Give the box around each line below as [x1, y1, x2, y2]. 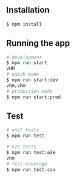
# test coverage [6, 161, 47, 167]
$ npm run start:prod [6, 94, 61, 100]
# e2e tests [6, 144, 36, 150]
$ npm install [6, 21, 43, 27]
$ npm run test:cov [6, 166, 56, 173]
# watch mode [6, 71, 40, 78]
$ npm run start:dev [6, 77, 59, 83]
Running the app [6, 38, 70, 48]
